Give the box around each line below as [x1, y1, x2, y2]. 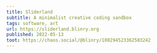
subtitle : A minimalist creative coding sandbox [6, 15, 132, 21]
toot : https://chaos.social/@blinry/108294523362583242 [6, 37, 151, 43]
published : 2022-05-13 [6, 32, 64, 38]
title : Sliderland [6, 9, 53, 15]
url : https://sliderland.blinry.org [6, 26, 99, 32]
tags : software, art [6, 20, 59, 26]
